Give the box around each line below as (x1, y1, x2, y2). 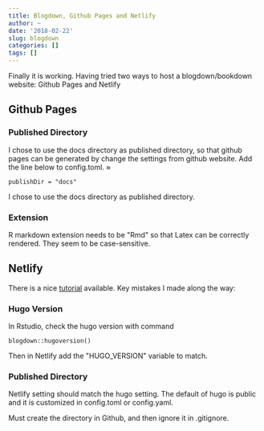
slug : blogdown (8, 34, 59, 43)
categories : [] (8, 42, 59, 50)
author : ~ (8, 19, 42, 27)
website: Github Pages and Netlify (8, 79, 121, 89)
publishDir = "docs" (8, 177, 78, 185)
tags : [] (8, 49, 38, 57)
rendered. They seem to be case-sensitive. (8, 238, 151, 248)
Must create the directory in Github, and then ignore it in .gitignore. (8, 413, 229, 423)
